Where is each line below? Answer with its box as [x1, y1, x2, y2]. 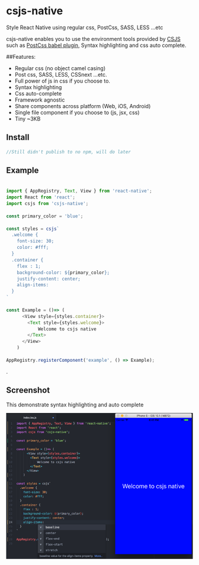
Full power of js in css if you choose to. [14, 77, 111, 84]
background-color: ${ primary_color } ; [17, 269, 110, 276]
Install [6, 132, 30, 143]
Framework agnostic [14, 96, 65, 103]
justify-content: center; [17, 276, 81, 282]
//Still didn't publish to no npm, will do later [6, 149, 131, 155]
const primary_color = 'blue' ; [6, 213, 84, 219]
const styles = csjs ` [6, 226, 60, 232]
